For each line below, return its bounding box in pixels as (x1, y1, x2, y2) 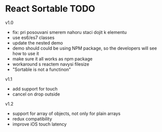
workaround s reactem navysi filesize (12, 61, 90, 67)
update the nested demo (12, 39, 63, 45)
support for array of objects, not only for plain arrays (12, 110, 121, 116)
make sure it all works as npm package (12, 55, 93, 61)
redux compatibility (12, 115, 52, 121)
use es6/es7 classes (12, 34, 55, 40)
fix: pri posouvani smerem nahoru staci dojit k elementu (12, 29, 127, 35)
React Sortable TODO (5, 3, 96, 14)
